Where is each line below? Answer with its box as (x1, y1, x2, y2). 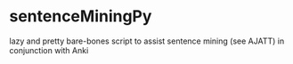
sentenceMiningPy (9, 6, 152, 27)
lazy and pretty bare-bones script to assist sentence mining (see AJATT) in (9, 36, 285, 46)
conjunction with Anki (9, 44, 89, 55)
